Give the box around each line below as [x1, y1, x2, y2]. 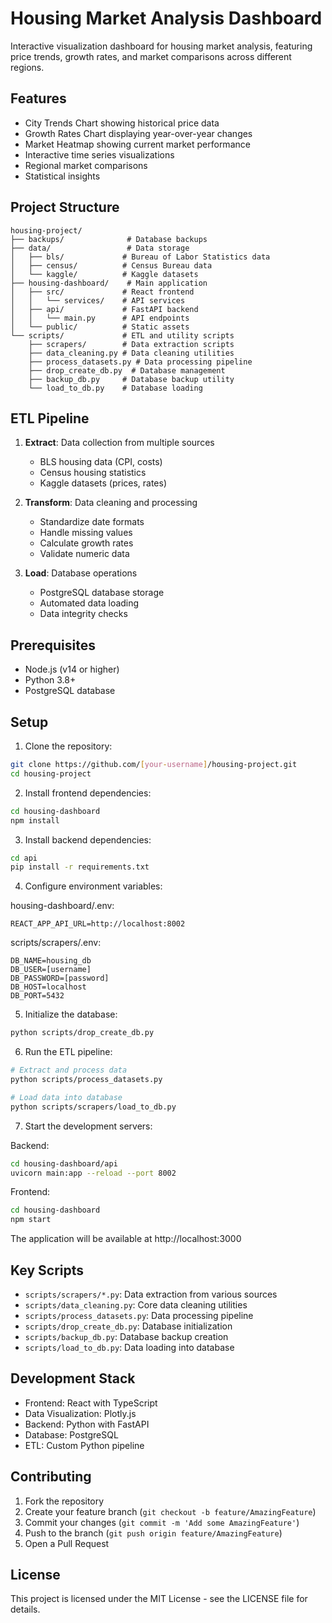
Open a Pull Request [24, 1537, 110, 1549]
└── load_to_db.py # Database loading [28, 383, 203, 393]
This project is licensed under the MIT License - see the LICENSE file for [10, 1593, 308, 1605]
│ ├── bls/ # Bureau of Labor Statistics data [10, 252, 271, 262]
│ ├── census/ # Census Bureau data [10, 260, 213, 271]
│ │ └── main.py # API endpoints [10, 313, 190, 323]
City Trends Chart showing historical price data [24, 117, 220, 129]
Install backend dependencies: [24, 833, 152, 846]
